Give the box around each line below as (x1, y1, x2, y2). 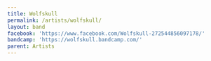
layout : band (7, 23, 46, 30)
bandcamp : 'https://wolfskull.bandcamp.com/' (7, 36, 142, 43)
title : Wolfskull (7, 10, 58, 18)
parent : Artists (7, 43, 55, 50)
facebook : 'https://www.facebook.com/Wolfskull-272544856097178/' (7, 29, 205, 37)
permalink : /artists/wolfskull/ (7, 17, 102, 24)
